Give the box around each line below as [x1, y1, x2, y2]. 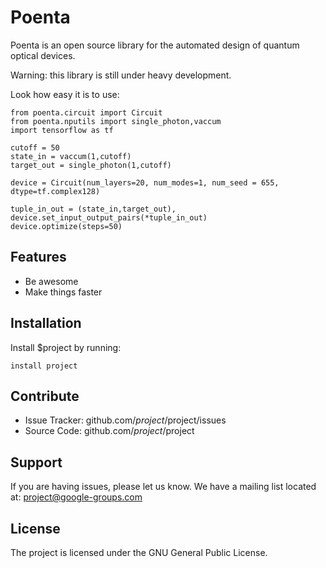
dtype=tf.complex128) [10, 186, 101, 196]
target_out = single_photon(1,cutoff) [10, 160, 172, 170]
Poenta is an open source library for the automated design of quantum [10, 39, 300, 51]
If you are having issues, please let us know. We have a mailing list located [10, 481, 317, 493]
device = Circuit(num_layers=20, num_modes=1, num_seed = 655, [10, 177, 280, 188]
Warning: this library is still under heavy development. [10, 69, 232, 81]
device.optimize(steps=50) [10, 221, 123, 231]
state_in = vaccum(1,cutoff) [10, 151, 132, 161]
